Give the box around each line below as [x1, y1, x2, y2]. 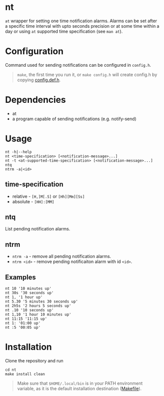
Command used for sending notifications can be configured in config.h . [5, 62, 151, 68]
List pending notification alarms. [5, 226, 70, 232]
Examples [5, 273, 36, 281]
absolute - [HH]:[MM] [12, 198, 55, 204]
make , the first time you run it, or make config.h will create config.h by [17, 71, 158, 78]
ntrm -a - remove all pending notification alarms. [12, 254, 111, 260]
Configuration [5, 46, 64, 57]
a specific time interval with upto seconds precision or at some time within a [5, 23, 160, 29]
